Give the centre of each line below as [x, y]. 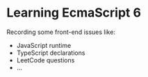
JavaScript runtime [44, 45]
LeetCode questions [46, 60]
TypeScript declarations [51, 53]
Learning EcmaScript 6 [74, 13]
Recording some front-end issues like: [61, 32]
